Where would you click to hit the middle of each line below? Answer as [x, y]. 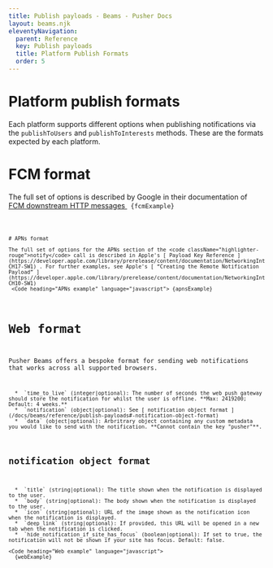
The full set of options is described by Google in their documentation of [128, 197]
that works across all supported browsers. [83, 368]
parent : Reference [47, 39]
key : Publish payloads [54, 46]
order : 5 [30, 62]
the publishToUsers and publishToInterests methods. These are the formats [136, 133]
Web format [45, 328]
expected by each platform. [54, 141]
